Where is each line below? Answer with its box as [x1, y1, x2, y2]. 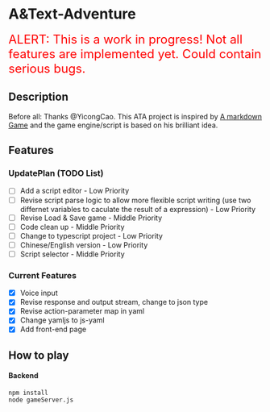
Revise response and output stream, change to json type [19, 298, 208, 307]
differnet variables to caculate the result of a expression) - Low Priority [19, 204, 256, 214]
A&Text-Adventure [8, 5, 137, 23]
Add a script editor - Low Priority [19, 186, 130, 196]
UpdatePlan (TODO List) [8, 168, 104, 179]
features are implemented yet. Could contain [8, 46, 262, 61]
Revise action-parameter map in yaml [19, 306, 145, 316]
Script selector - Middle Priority [19, 249, 125, 259]
